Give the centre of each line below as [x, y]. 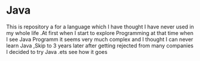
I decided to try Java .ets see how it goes [57, 52]
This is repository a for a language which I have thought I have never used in [100, 27]
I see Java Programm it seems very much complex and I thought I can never [100, 39]
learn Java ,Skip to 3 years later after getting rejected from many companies [100, 46]
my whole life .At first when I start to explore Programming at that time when [100, 33]
